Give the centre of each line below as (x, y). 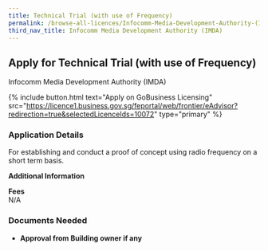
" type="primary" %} (189, 114)
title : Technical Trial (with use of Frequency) (91, 16)
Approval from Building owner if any (81, 238)
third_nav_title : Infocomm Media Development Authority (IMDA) (116, 30)
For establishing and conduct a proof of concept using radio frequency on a (133, 152)
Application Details (46, 135)
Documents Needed (48, 221)
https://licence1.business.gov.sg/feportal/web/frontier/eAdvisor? (132, 106)
